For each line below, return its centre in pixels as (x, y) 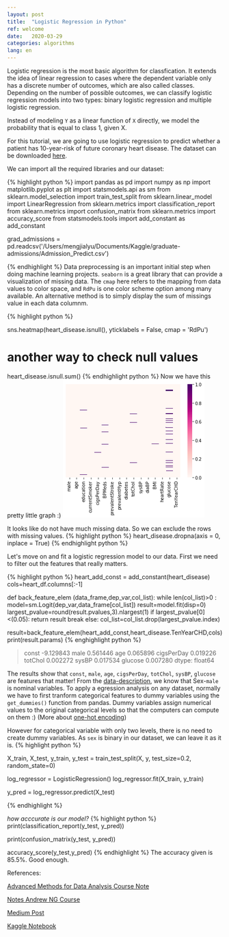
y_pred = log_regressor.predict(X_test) (61, 792)
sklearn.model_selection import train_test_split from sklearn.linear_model (110, 196)
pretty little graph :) (34, 515)
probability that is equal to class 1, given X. (67, 128)
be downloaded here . (37, 155)
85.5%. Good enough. (38, 860)
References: (24, 873)
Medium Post (26, 912)
